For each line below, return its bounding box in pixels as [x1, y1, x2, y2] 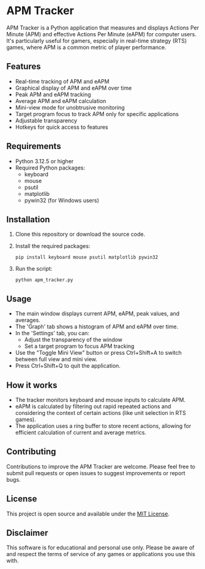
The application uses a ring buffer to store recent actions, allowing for [15, 422, 192, 430]
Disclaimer [6, 528, 48, 538]
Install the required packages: [15, 242, 91, 250]
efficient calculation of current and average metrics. [15, 429, 147, 436]
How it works [6, 380, 58, 390]
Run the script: [15, 265, 53, 273]
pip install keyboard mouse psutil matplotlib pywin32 [15, 254, 158, 261]
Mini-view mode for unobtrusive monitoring [15, 104, 125, 111]
